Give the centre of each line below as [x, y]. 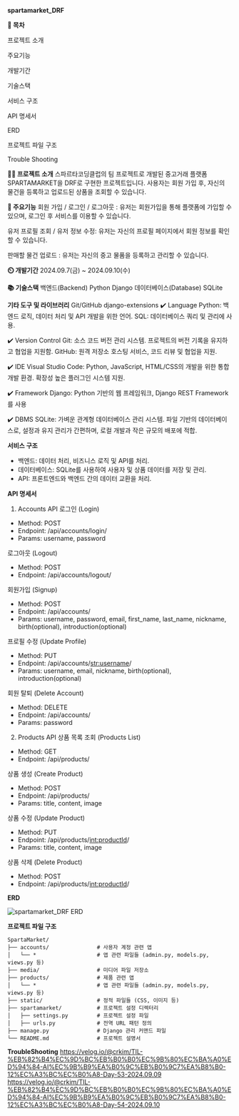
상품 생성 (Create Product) [45, 774]
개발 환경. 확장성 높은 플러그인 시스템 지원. [66, 378]
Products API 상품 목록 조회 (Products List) [79, 737]
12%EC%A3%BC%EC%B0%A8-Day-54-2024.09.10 [84, 1105]
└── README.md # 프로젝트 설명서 [74, 1038]
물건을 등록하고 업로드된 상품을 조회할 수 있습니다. [77, 192]
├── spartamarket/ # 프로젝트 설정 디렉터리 [83, 1008]
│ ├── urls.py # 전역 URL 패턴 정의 [80, 1023]
